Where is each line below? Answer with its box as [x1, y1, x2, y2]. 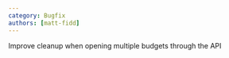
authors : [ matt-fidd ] [8, 19, 80, 27]
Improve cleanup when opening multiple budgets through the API [8, 41, 222, 50]
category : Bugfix [8, 11, 66, 20]
